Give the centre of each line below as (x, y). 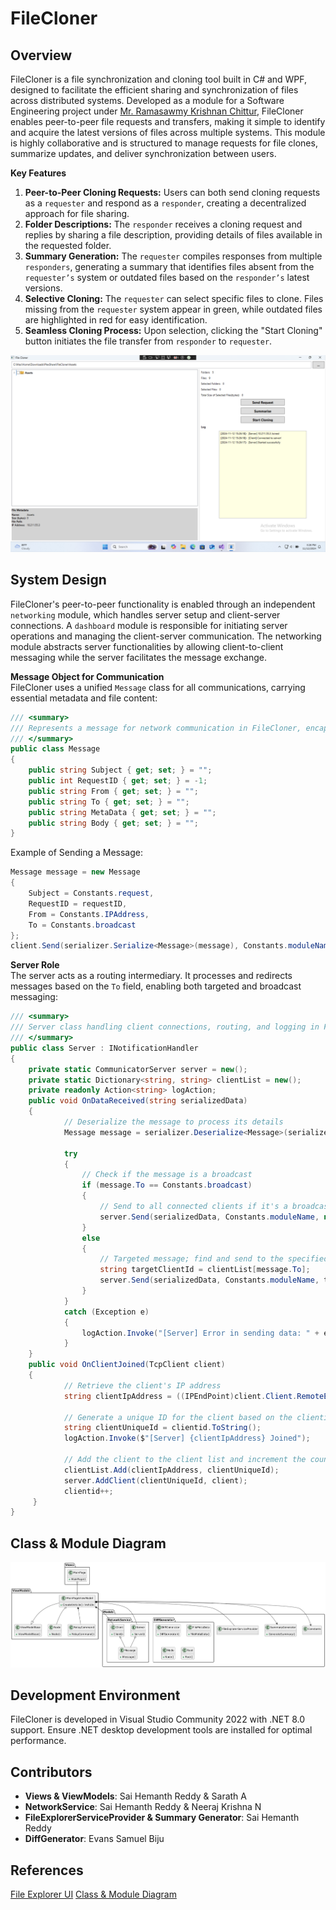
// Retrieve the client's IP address (142, 1385)
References (47, 1870)
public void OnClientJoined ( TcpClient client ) (127, 1365)
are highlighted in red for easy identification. (116, 320)
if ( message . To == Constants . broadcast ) (167, 1185)
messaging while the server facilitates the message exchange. (138, 657)
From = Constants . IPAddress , (89, 914)
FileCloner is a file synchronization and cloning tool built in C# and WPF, (159, 79)
